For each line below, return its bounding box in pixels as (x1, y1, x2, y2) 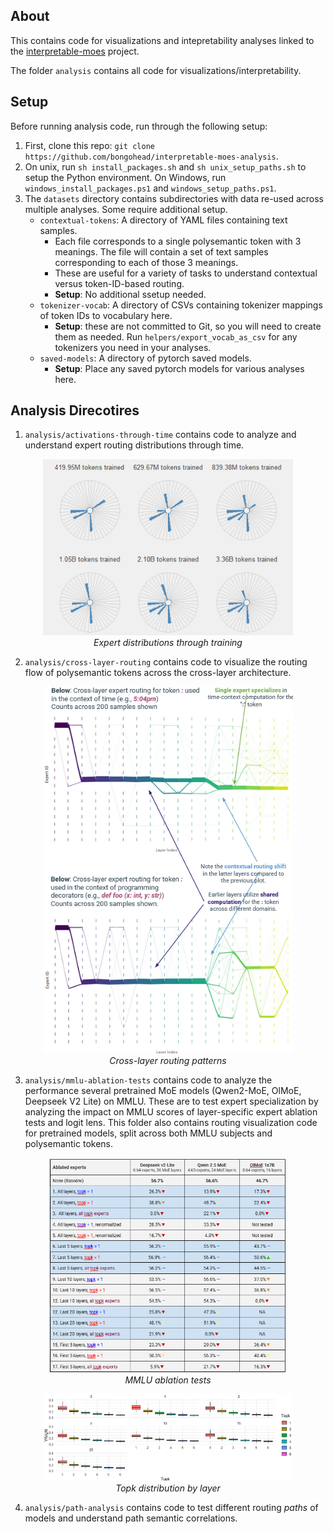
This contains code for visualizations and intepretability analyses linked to (10, 34, 315, 46)
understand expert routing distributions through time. (24, 439, 245, 451)
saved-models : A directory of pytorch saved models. (39, 352, 252, 364)
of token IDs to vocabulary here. (39, 309, 173, 321)
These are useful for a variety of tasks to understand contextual (54, 267, 318, 279)
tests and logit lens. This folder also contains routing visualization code (24, 1117, 318, 1129)
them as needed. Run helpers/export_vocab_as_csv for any (54, 330, 298, 343)
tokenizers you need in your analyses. (54, 341, 212, 353)
